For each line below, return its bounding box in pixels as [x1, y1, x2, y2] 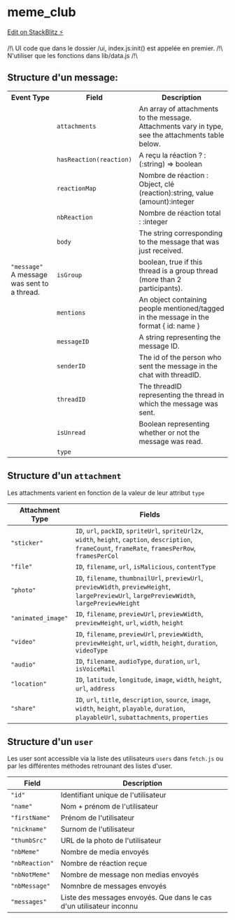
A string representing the [138, 332, 221, 342]
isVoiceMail [75, 664, 115, 673]
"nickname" [10, 825, 47, 833]
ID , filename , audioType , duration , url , [75, 656, 201, 666]
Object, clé [138, 179, 175, 189]
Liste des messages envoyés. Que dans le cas [60, 893, 212, 902]
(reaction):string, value [138, 188, 214, 197]
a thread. [10, 287, 41, 297]
